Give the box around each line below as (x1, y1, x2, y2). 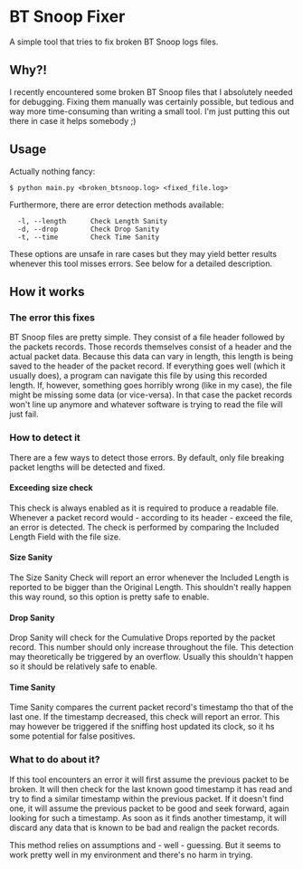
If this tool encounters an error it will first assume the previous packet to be (9, 774, 289, 785)
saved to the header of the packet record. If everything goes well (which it (9, 360, 286, 372)
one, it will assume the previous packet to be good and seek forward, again (9, 803, 289, 814)
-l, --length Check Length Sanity (17, 216, 168, 225)
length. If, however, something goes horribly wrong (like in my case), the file (9, 380, 292, 391)
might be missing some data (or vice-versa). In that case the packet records (9, 389, 292, 400)
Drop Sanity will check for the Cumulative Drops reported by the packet (9, 632, 276, 644)
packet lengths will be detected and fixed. (9, 462, 166, 473)
